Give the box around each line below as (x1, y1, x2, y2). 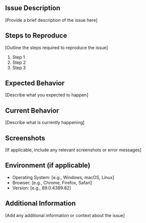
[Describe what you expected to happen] (5, 92, 89, 98)
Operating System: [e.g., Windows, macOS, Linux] (12, 174, 114, 180)
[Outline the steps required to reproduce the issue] (5, 45, 109, 50)
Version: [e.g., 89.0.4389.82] (12, 185, 72, 191)
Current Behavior (5, 106, 59, 115)
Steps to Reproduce (5, 32, 68, 40)
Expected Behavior (5, 79, 65, 88)
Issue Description (5, 4, 61, 12)
